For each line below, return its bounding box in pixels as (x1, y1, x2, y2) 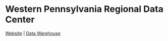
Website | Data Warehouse (5, 30, 61, 36)
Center (5, 14, 35, 25)
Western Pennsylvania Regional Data (5, 3, 164, 15)
